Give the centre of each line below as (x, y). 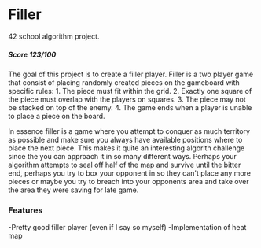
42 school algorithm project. (54, 36)
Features (26, 210)
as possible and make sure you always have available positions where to (125, 139)
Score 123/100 (32, 54)
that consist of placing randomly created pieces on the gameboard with (124, 82)
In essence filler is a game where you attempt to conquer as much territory (129, 131)
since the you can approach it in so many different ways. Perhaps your (123, 156)
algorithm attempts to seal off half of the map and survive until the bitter (125, 165)
